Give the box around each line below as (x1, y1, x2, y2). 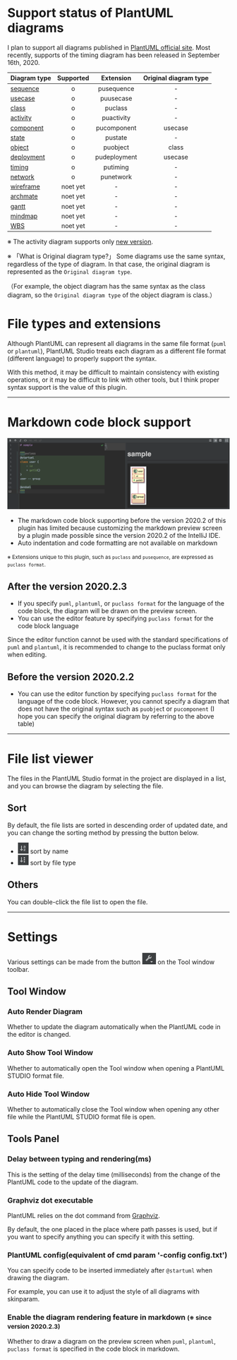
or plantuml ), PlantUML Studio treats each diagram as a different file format (7, 347, 226, 355)
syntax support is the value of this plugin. (7, 383, 128, 391)
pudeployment (95, 153, 138, 162)
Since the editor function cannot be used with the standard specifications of (7, 635, 229, 644)
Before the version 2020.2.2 (7, 670, 135, 682)
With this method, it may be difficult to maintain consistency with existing (7, 368, 220, 376)
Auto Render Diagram (7, 1006, 83, 1016)
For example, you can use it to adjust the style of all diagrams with (7, 1287, 200, 1296)
